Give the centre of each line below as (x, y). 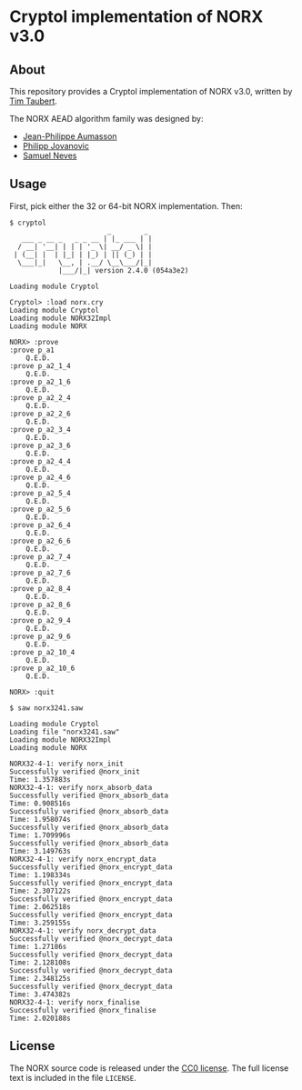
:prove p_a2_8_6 (40, 605)
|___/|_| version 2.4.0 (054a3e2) (123, 270)
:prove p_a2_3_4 (40, 429)
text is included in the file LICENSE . (73, 1077)
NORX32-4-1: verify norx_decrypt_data (83, 930)
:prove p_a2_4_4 (40, 461)
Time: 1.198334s (40, 875)
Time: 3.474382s (40, 994)
